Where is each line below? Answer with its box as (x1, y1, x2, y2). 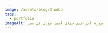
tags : (5, 12, 16, 16)
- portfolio (9, 16, 35, 21)
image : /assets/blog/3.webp (5, 7, 63, 12)
